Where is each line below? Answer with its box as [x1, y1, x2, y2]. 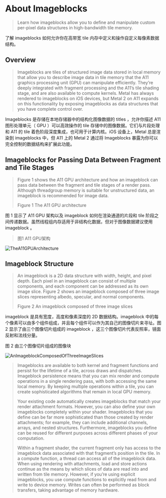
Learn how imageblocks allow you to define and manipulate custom [17, 19, 155, 25]
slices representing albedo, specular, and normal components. [17, 294, 145, 300]
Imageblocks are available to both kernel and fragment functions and [17, 362, 159, 368]
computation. [17, 435, 45, 441]
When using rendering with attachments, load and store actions [17, 461, 147, 467]
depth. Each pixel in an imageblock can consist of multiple [17, 278, 136, 284]
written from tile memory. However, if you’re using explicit [17, 471, 135, 477]
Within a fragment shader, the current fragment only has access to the [17, 445, 161, 451]
